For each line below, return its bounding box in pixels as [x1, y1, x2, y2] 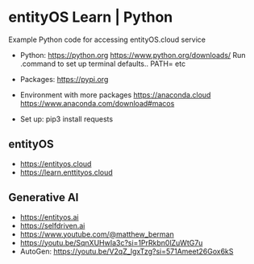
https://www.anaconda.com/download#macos [19, 98, 175, 108]
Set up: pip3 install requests [19, 113, 114, 124]
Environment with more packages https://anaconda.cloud [19, 89, 211, 100]
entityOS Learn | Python [8, 8, 173, 27]
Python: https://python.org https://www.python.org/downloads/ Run [19, 50, 246, 60]
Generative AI [8, 191, 79, 204]
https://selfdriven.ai [19, 221, 85, 230]
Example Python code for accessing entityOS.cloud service [8, 35, 206, 44]
